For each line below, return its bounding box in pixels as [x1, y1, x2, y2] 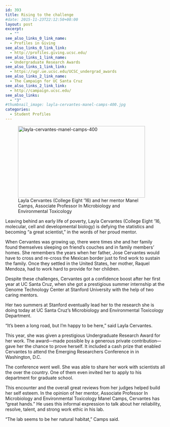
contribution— [131, 337, 161, 344]
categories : [5, 107, 30, 112]
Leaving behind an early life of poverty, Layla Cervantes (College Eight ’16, [5, 218, 161, 224]
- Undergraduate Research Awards [10, 60, 81, 65]
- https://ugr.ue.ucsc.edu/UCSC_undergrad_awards [10, 69, 117, 74]
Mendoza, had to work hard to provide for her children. [5, 265, 120, 272]
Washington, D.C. [5, 354, 42, 360]
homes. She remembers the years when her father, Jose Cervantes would [5, 249, 160, 255]
